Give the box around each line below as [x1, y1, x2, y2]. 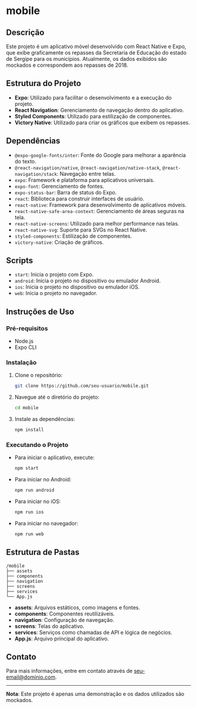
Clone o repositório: [14, 372, 63, 379]
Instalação [6, 358, 37, 367]
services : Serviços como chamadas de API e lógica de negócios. [14, 628, 173, 636]
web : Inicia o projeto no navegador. [14, 290, 98, 297]
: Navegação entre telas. [56, 170, 116, 177]
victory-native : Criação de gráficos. [14, 238, 104, 245]
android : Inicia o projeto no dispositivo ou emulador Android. [14, 277, 161, 285]
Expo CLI [14, 344, 37, 351]
